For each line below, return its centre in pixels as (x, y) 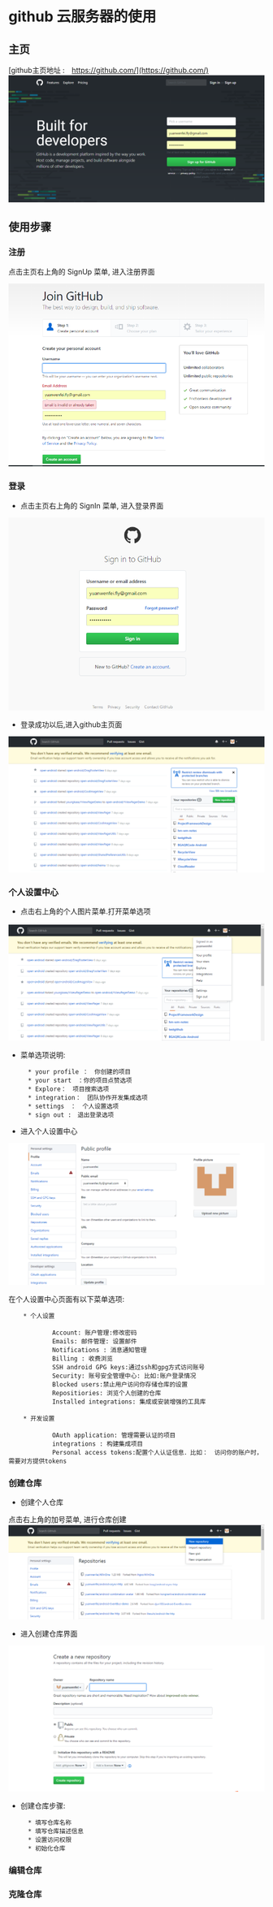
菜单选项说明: (43, 1055)
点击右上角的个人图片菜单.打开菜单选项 (85, 911)
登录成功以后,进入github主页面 (71, 724)
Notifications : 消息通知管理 (99, 1350)
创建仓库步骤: (43, 1806)
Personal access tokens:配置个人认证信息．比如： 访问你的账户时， (157, 1452)
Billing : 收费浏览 (82, 1358)
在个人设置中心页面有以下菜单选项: (67, 1299)
